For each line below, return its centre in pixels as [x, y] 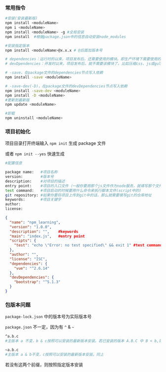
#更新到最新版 [17, 100]
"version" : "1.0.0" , [31, 227]
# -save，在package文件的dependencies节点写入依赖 [54, 73]
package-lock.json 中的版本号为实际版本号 [48, 317]
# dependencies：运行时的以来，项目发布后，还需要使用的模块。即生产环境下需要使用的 [83, 59]
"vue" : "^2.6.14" [32, 268]
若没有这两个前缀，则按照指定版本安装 [44, 365]
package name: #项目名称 [31, 172]
